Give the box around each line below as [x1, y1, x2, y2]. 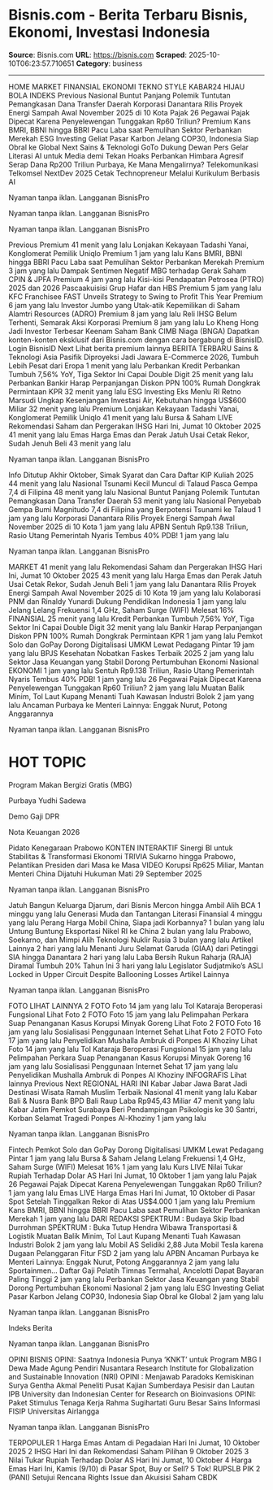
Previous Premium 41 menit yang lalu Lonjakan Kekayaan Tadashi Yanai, [8, 240, 249, 250]
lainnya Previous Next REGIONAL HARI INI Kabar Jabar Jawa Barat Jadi [8, 1079, 248, 1088]
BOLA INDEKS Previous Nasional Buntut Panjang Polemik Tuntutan [8, 90, 232, 100]
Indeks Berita [8, 1323, 53, 1332]
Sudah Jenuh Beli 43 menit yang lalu [8, 438, 132, 448]
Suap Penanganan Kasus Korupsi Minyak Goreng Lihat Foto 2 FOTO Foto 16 [8, 1018, 262, 1027]
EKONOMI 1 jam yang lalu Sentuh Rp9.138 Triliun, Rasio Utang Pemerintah [8, 665, 254, 675]
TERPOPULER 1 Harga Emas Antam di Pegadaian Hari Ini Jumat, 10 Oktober [8, 1437, 260, 1448]
